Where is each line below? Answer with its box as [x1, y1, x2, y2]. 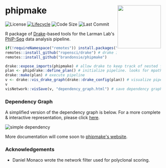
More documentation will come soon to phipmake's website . [5, 134, 127, 140]
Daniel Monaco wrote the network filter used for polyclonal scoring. [12, 157, 150, 163]
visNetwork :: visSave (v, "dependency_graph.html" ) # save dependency [5, 86, 149, 91]
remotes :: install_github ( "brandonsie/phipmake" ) [5, 55, 107, 60]
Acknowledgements [5, 146, 55, 153]
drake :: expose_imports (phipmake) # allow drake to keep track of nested [5, 64, 158, 68]
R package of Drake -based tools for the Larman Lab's [5, 31, 115, 36]
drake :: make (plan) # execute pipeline [5, 73, 85, 78]
